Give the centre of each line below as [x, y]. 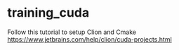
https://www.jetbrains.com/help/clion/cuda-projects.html [89, 39]
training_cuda [48, 13]
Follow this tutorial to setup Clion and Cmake [72, 32]
